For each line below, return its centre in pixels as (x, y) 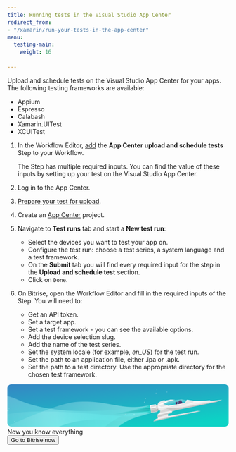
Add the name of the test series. (74, 344)
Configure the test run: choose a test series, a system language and (126, 250)
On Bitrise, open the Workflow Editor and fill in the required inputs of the (122, 293)
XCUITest (31, 131)
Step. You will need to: (50, 300)
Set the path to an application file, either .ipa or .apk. (104, 359)
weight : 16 (36, 52)
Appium (29, 102)
